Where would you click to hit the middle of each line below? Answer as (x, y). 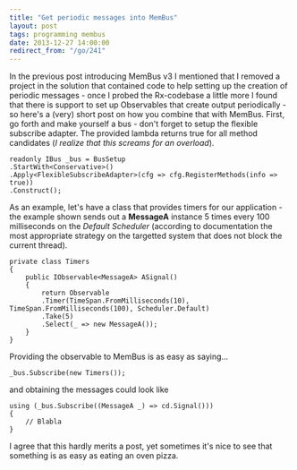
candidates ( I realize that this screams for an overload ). (112, 143)
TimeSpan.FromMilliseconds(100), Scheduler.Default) (110, 309)
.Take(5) (58, 317)
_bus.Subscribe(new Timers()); (68, 373)
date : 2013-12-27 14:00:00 (59, 43)
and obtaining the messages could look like (89, 389)
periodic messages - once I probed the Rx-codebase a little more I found (143, 96)
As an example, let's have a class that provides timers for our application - (146, 208)
